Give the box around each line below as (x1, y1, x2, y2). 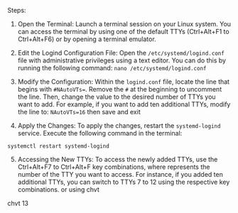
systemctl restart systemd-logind (7, 143, 110, 150)
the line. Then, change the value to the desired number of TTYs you (17, 92, 216, 101)
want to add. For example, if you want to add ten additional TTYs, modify (17, 100, 231, 109)
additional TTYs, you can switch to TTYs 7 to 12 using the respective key (17, 177, 230, 186)
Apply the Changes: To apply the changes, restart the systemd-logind (17, 121, 221, 130)
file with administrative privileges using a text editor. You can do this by (17, 56, 226, 65)
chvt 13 (7, 199, 29, 207)
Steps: (7, 6, 26, 14)
